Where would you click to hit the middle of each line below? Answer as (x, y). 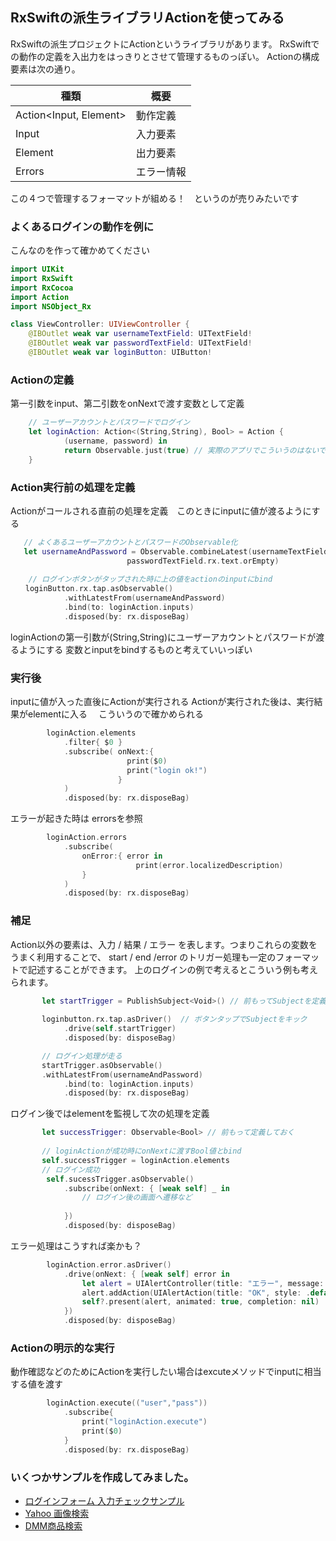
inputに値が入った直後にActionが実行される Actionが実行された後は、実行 (162, 702)
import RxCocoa (42, 288)
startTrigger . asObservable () (102, 1065)
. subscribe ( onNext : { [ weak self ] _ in (146, 1188)
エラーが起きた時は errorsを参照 (76, 819)
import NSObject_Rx (51, 306)
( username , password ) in (115, 441)
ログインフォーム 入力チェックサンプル (104, 1500)
